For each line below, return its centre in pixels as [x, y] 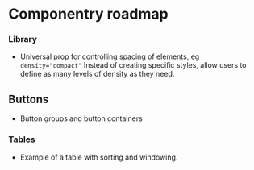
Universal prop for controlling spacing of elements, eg [110, 56]
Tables [22, 139]
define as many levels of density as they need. [97, 74]
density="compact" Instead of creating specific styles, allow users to [133, 65]
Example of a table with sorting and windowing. [99, 157]
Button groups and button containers [81, 118]
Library [23, 39]
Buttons [29, 99]
